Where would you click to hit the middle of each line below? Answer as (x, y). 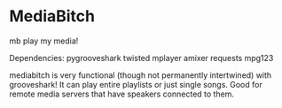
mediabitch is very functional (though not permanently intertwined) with (141, 75)
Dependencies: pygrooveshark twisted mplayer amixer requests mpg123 (141, 58)
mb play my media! (44, 41)
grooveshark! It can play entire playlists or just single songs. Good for (136, 84)
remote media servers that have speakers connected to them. (122, 94)
